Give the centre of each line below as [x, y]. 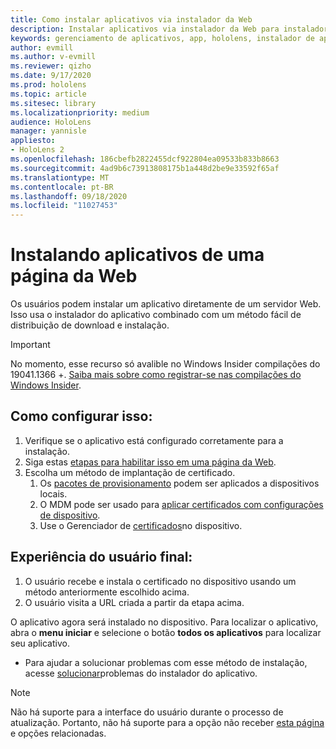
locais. [53, 493]
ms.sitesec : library [53, 103]
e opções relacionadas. [58, 733]
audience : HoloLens [51, 122]
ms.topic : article [48, 94]
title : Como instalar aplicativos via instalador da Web [131, 19]
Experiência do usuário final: [101, 557]
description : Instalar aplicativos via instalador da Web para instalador [169, 29]
